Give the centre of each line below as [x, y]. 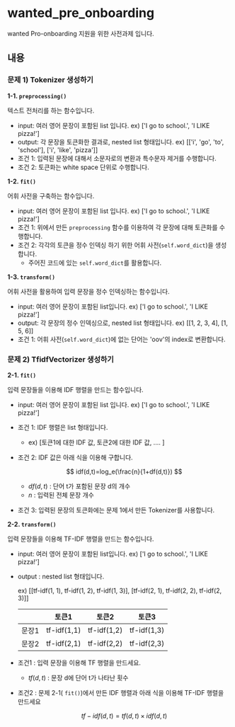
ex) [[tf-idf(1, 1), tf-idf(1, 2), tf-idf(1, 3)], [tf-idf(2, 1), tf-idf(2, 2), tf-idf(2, [120, 590]
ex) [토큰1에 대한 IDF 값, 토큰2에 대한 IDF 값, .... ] [96, 442]
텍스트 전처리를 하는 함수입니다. [51, 110]
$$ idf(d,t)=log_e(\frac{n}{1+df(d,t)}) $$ [124, 471]
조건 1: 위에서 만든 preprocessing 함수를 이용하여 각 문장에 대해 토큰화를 [117, 227]
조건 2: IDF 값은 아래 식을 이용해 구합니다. [75, 457]
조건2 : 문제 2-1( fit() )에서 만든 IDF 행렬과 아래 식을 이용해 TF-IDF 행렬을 [121, 692]
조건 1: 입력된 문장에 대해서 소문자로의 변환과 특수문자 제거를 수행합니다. [117, 158]
